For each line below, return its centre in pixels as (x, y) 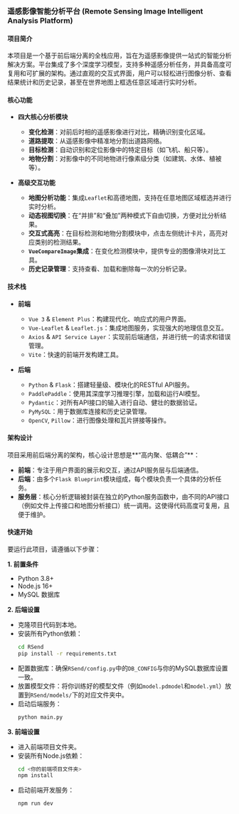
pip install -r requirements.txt (67, 653)
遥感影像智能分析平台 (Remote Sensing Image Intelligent (105, 11)
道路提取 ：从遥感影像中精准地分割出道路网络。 (97, 141)
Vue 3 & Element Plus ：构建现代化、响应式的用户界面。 (109, 318)
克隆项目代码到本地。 (49, 624)
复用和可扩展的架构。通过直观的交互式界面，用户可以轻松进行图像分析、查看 (119, 73)
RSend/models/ (51, 695)
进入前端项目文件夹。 (49, 746)
